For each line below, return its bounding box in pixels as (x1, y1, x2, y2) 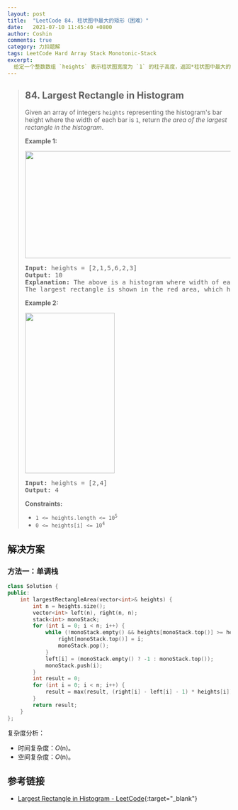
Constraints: (24, 499, 63, 508)
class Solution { (7, 583, 59, 590)
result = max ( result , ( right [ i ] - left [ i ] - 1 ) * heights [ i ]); (45, 689, 236, 696)
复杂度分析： (7, 728, 45, 737)
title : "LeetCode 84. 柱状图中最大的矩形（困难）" (7, 17, 149, 24)
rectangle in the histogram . (24, 123, 104, 132)
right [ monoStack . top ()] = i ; (57, 636, 144, 643)
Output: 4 (24, 487, 59, 494)
